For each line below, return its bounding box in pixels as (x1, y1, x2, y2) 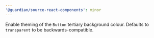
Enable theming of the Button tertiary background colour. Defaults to (5, 21, 149, 27)
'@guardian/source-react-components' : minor (5, 7, 101, 13)
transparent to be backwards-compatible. (5, 26, 94, 33)
